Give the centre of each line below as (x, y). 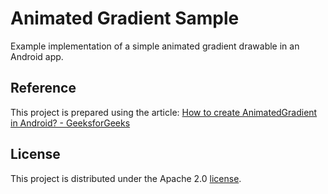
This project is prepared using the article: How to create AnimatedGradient (164, 112)
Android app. (37, 56)
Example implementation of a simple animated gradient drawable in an (155, 46)
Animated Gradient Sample (125, 18)
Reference (43, 88)
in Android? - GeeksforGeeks (70, 123)
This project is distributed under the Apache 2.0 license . (126, 178)
